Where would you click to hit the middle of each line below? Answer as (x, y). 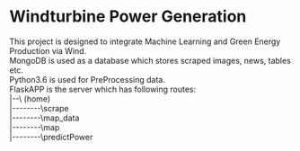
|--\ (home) (30, 98)
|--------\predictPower (51, 137)
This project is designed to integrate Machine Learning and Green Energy (145, 41)
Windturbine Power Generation (128, 17)
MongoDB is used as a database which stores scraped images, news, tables (150, 60)
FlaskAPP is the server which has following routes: (103, 89)
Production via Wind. (48, 50)
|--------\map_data (44, 118)
